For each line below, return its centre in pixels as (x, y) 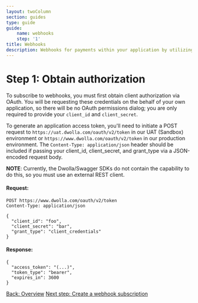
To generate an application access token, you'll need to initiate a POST (92, 126)
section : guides (26, 17)
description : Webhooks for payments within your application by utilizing (100, 50)
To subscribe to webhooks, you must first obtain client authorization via (93, 95)
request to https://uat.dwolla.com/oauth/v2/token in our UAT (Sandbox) (95, 132)
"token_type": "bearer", (42, 273)
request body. (46, 157)
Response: (20, 250)
